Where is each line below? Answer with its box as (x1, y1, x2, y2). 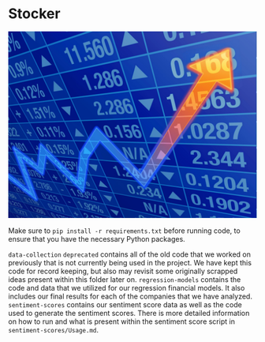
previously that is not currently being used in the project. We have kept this (8, 257, 252, 267)
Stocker (8, 5, 61, 23)
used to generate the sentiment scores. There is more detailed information (8, 308, 250, 318)
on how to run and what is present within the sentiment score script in (8, 317, 235, 326)
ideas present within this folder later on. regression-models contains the (8, 274, 241, 284)
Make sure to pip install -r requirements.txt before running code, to (8, 226, 241, 235)
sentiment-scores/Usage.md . (8, 325, 99, 334)
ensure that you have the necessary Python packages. (8, 234, 185, 243)
